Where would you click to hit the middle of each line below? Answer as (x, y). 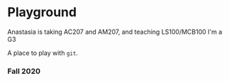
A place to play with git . (43, 53)
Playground (42, 12)
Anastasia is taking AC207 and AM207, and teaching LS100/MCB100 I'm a (115, 32)
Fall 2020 (24, 71)
